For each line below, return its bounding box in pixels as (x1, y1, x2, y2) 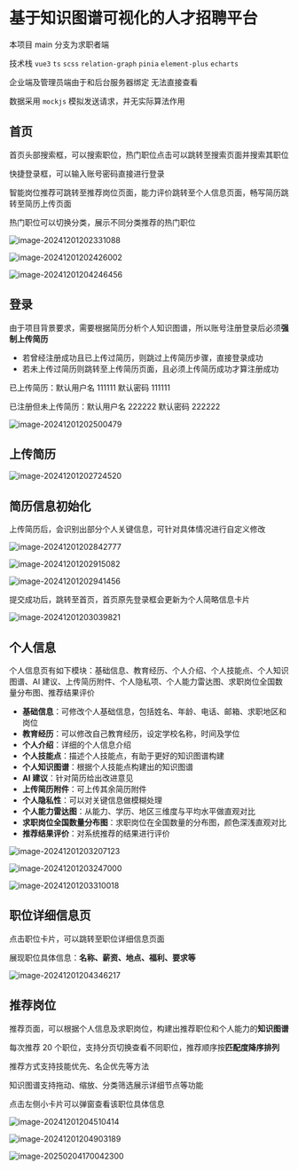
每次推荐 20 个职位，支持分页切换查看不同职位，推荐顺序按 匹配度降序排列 (9, 1041, 280, 1052)
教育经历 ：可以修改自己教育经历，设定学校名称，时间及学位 (21, 728, 240, 739)
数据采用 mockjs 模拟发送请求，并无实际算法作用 (9, 95, 185, 106)
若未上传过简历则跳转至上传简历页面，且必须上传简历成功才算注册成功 (21, 363, 279, 373)
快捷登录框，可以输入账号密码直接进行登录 (9, 168, 165, 178)
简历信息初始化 (9, 499, 91, 514)
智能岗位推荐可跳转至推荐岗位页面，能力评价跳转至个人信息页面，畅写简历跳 (9, 187, 289, 198)
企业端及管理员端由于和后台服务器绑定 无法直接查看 (9, 76, 198, 87)
